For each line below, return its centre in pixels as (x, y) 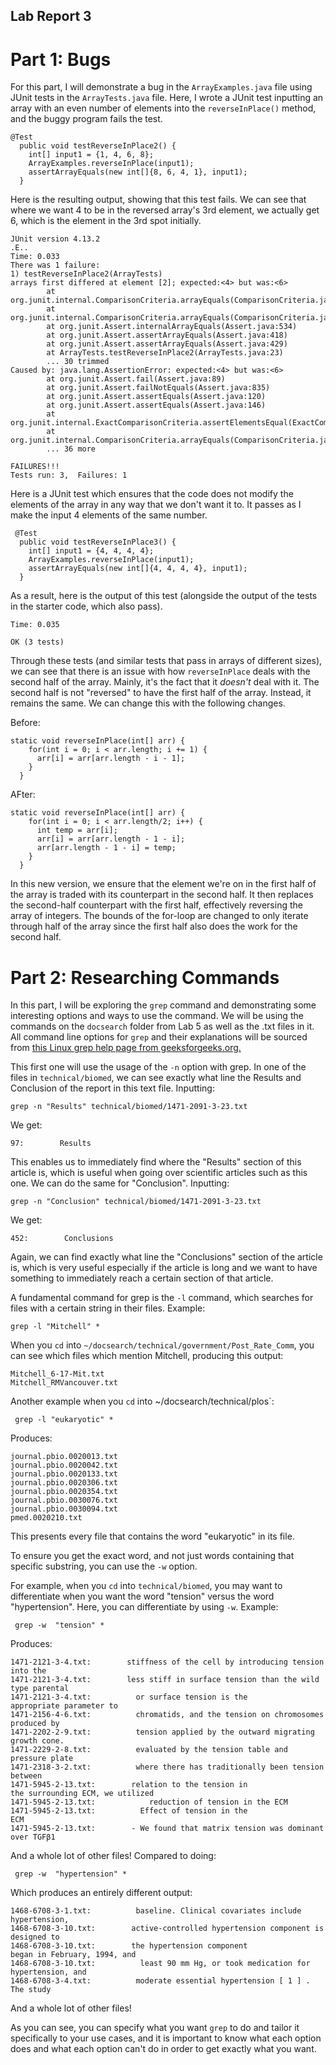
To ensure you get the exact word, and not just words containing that (152, 1556)
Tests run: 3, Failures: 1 (69, 475)
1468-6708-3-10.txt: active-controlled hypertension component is (167, 1929)
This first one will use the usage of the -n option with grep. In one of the (158, 1067)
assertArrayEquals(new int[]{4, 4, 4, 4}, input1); (138, 569)
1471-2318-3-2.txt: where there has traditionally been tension (167, 1767)
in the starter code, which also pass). (86, 606)
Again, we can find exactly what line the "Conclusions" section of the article (166, 1257)
